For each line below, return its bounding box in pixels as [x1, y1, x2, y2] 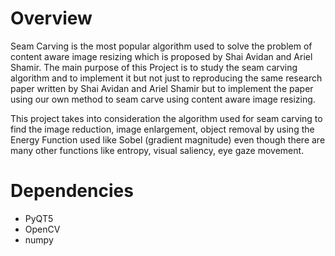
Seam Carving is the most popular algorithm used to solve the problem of [10, 40, 313, 52]
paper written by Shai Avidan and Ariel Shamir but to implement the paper [10, 82, 314, 94]
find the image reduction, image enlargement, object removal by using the [10, 123, 315, 135]
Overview [10, 7, 93, 30]
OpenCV [24, 223, 61, 235]
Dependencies [10, 180, 134, 202]
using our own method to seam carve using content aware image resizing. [10, 93, 316, 105]
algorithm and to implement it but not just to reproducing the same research [10, 72, 323, 84]
